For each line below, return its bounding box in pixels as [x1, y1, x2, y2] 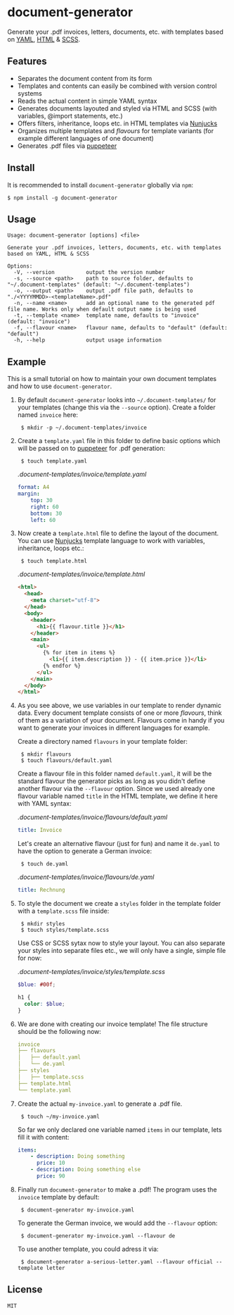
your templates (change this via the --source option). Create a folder [17, 403, 216, 412]
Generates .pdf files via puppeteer [17, 142, 117, 150]
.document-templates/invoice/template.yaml [17, 470, 147, 479]
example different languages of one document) [17, 134, 155, 142]
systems [17, 89, 42, 97]
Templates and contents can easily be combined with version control [17, 82, 217, 90]
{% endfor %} [43, 662, 81, 669]
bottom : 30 [30, 510, 63, 517]
